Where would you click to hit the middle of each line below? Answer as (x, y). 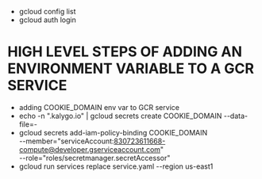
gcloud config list (47, 11)
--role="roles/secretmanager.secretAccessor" (94, 158)
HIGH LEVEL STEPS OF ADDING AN (125, 52)
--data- (235, 116)
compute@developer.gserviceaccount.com (89, 149)
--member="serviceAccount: (66, 141)
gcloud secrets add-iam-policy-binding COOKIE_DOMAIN (113, 132)
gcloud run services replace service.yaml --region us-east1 (116, 166)
